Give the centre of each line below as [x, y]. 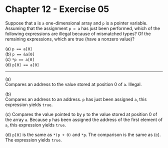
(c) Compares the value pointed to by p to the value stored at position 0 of [81, 114]
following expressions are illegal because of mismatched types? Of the [78, 33]
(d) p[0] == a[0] [22, 64]
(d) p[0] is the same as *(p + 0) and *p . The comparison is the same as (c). [83, 134]
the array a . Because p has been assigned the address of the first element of [84, 119]
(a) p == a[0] [19, 48]
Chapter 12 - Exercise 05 [57, 9]
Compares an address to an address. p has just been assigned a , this [76, 99]
